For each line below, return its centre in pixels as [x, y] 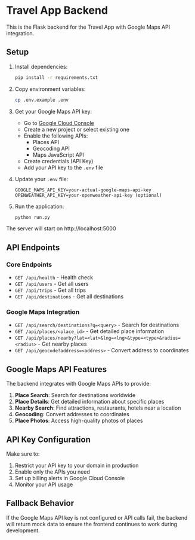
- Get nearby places [62, 344]
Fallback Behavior [40, 503]
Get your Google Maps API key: [53, 111]
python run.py [32, 217]
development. [23, 530]
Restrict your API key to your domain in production [77, 465]
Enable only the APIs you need [52, 472]
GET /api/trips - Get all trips [50, 290]
